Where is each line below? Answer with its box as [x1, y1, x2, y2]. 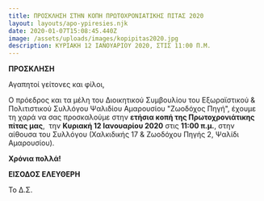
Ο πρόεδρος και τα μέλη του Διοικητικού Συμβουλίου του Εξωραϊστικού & [8, 95, 256, 105]
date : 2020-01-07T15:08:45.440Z [8, 27, 117, 35]
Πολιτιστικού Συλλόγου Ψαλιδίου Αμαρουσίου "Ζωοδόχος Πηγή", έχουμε [8, 104, 257, 114]
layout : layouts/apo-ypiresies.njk [8, 19, 128, 27]
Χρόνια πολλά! [8, 154, 62, 164]
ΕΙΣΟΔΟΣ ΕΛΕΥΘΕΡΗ [8, 170, 81, 179]
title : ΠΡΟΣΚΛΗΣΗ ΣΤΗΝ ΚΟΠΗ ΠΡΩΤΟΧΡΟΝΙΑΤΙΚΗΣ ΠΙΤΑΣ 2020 [8, 11, 204, 20]
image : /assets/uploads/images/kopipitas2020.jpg [8, 34, 179, 43]
